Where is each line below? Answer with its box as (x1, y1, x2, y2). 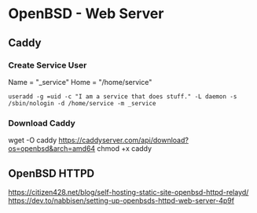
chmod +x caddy (97, 144, 152, 153)
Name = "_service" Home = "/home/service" (8, 77, 152, 86)
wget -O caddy (8, 135, 57, 145)
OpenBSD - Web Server (8, 5, 164, 23)
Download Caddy (8, 117, 76, 128)
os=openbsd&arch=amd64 (8, 144, 96, 153)
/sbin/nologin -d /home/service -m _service (8, 99, 156, 107)
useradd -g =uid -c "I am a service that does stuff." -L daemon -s (8, 92, 237, 101)
